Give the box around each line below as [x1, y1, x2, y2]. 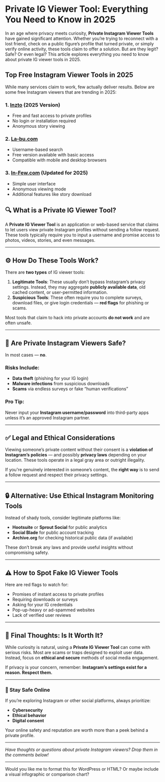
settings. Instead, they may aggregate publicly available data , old [12, 284, 146, 290]
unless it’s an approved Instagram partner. [5, 414, 90, 420]
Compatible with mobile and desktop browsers [12, 157, 107, 163]
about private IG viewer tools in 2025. [5, 56, 81, 62]
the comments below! [5, 752, 49, 758]
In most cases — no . [5, 352, 47, 358]
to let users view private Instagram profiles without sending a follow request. [5, 227, 160, 233]
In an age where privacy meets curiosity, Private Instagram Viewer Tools [5, 30, 154, 36]
